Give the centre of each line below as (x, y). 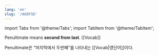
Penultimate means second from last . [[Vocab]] (53, 37)
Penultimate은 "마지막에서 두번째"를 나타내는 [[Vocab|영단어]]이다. (69, 47)
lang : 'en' (16, 9)
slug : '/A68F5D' (21, 14)
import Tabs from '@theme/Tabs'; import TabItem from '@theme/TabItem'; (79, 28)
